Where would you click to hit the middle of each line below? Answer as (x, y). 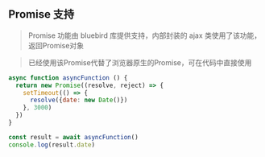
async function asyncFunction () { (68, 78)
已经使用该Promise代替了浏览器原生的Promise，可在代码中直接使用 (140, 62)
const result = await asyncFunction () (73, 137)
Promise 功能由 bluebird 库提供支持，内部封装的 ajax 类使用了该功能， (145, 35)
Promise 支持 (41, 14)
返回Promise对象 (56, 45)
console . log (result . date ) (52, 145)
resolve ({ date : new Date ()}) (79, 100)
